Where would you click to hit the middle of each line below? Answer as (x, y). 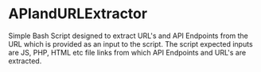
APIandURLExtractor (78, 14)
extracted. (25, 61)
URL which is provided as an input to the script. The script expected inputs (130, 44)
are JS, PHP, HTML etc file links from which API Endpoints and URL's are (127, 52)
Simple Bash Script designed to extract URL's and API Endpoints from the (129, 36)
